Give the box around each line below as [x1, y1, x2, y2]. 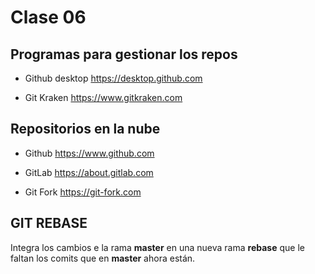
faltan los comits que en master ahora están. [10, 252, 196, 264]
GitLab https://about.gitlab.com [24, 166, 154, 178]
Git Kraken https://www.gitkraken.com [24, 92, 183, 103]
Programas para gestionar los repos [10, 46, 238, 63]
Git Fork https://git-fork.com [24, 186, 142, 198]
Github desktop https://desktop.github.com [24, 72, 203, 84]
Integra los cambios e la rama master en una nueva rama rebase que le [10, 241, 305, 253]
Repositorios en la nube [10, 121, 161, 138]
